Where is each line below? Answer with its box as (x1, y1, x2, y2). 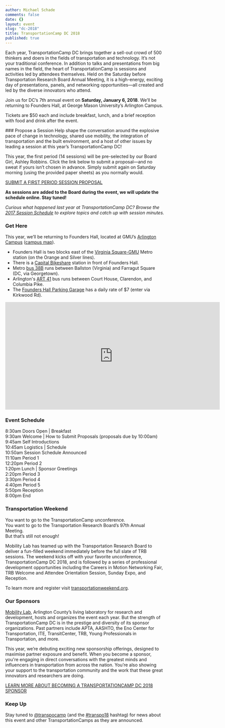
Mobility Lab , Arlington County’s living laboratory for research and (5, 609, 142, 615)
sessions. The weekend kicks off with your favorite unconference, (5, 553, 143, 559)
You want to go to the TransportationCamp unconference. (5, 517, 125, 523)
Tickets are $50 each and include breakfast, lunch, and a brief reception (5, 112, 155, 118)
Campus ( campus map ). (5, 239, 55, 246)
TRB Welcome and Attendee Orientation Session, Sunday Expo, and (5, 570, 146, 576)
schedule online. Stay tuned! (5, 194, 67, 200)
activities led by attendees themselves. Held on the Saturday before (5, 71, 146, 77)
